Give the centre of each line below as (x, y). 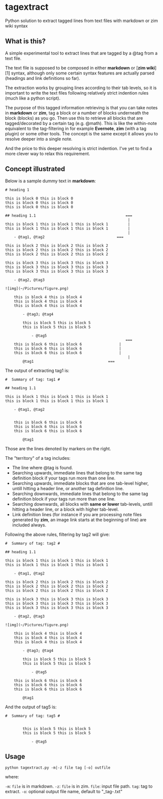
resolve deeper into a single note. (39, 139)
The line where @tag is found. (42, 468)
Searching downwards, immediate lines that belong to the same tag (80, 494)
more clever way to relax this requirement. (48, 153)
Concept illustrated (35, 169)
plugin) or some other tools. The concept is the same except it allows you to (81, 133)
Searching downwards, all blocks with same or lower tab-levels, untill (82, 504)
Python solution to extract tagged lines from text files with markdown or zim (81, 21)
